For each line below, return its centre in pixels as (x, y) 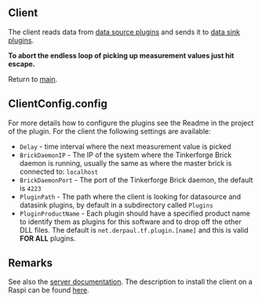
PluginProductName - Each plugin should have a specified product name (135, 213)
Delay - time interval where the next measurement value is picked (125, 146)
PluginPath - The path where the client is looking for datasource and (130, 197)
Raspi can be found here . (49, 290)
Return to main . (33, 79)
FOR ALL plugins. (47, 238)
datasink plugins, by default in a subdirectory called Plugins (116, 204)
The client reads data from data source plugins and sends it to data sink (124, 31)
